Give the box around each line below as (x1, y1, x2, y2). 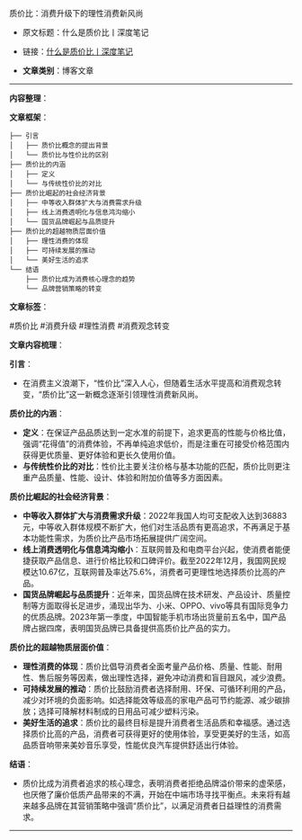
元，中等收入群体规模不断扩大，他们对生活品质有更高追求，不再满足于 (22, 522, 283, 532)
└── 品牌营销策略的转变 (25, 284, 102, 293)
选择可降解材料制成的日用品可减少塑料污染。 (38, 706, 204, 717)
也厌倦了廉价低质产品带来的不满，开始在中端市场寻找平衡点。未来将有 (22, 790, 283, 800)
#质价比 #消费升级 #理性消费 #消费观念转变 (9, 320, 171, 331)
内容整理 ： (9, 93, 49, 103)
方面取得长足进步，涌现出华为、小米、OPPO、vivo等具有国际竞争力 (38, 601, 289, 611)
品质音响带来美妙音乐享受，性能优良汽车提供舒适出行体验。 (22, 740, 244, 750)
